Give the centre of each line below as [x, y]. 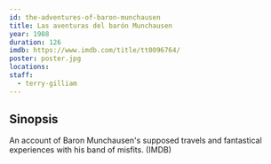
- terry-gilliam [47, 83]
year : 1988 [29, 34]
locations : [29, 67]
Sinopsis [34, 119]
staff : [21, 75]
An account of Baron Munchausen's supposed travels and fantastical [135, 141]
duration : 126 [36, 42]
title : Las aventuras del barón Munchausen [91, 26]
